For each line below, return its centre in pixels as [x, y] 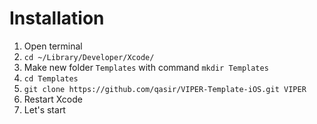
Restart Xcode [53, 99]
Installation [57, 18]
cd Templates [51, 78]
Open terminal [53, 46]
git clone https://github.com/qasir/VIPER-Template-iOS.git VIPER [165, 89]
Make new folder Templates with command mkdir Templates [146, 67]
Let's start [44, 109]
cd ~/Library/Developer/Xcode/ [89, 57]
